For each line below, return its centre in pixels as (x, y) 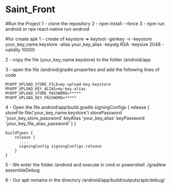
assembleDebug (23, 170)
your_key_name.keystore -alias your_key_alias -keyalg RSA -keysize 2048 (83, 44)
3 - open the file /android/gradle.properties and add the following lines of (82, 69)
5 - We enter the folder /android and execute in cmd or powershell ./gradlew (86, 165)
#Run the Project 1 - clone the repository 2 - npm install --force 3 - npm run (85, 24)
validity (13, 50)
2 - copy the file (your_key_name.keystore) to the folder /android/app (78, 59)
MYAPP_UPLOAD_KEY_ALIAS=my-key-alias (46, 89)
